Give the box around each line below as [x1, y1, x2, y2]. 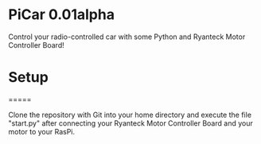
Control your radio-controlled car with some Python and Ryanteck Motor [8, 32, 246, 41]
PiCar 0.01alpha [8, 6, 115, 24]
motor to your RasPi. [8, 126, 76, 136]
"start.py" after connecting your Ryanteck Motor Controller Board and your [8, 118, 253, 128]
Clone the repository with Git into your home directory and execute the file [8, 110, 252, 119]
